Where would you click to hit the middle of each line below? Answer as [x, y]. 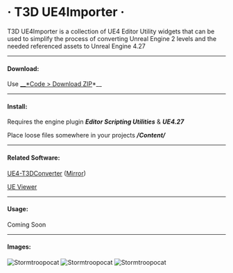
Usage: [18, 209]
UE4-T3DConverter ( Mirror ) [47, 173]
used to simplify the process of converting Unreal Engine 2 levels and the [112, 38]
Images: [19, 247]
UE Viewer [22, 187]
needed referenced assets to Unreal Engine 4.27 [76, 46]
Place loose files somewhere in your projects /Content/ [86, 135]
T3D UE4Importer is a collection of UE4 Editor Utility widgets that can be [111, 31]
